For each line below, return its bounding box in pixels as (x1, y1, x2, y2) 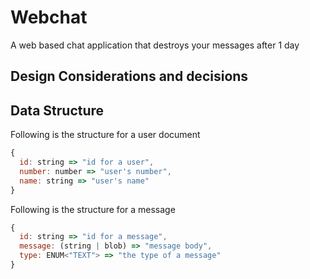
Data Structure (10, 102, 105, 119)
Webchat (10, 6, 88, 29)
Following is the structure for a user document (10, 129, 201, 141)
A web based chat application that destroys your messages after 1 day (10, 39, 300, 51)
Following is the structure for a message (10, 203, 176, 215)
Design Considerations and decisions (10, 68, 249, 85)
